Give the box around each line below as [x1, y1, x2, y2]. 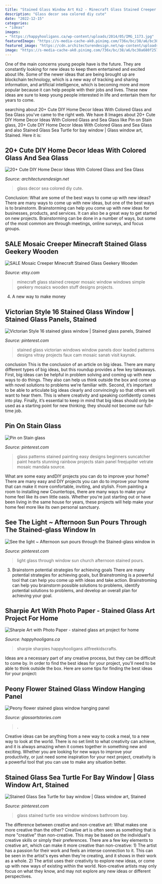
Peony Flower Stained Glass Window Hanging [5, 685, 146, 693]
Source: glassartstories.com [5, 715, 61, 721]
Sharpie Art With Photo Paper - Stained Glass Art [5, 607, 155, 615]
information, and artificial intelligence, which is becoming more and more [5, 81, 150, 87]
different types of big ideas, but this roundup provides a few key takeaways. [5, 367, 156, 372]
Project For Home [5, 614, 59, 622]
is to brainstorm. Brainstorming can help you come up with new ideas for [5, 205, 149, 211]
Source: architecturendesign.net [5, 176, 69, 182]
